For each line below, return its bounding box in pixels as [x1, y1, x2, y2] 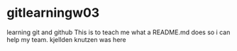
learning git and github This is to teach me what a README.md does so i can [6, 28, 231, 36]
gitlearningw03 [6, 5, 100, 21]
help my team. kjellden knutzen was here [6, 35, 127, 43]
